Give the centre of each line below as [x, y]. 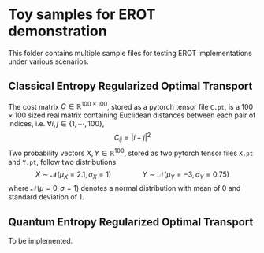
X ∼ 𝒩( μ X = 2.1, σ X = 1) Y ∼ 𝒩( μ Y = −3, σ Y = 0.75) [132, 175]
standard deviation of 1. [46, 197]
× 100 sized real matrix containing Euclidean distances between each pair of [132, 115]
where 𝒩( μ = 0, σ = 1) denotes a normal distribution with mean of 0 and [125, 188]
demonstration [58, 31]
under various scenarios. [48, 61]
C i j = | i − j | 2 [132, 138]
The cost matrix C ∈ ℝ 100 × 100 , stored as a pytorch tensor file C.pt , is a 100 [131, 106]
